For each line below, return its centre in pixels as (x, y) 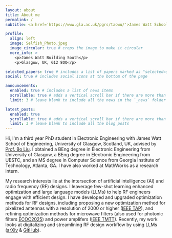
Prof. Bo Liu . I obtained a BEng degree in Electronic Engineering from (78, 149)
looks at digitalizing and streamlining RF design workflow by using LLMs (81, 225)
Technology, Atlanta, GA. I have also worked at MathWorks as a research (82, 166)
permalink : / (19, 20)
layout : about (20, 10)
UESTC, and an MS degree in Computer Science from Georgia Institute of (83, 160)
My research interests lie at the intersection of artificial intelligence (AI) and (84, 181)
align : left (23, 39)
